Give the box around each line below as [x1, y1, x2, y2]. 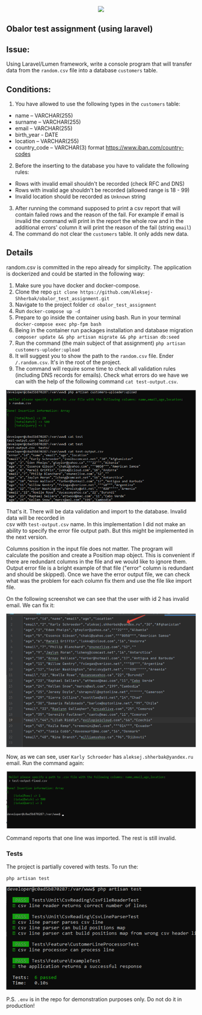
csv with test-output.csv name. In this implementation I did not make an [6, 520, 186, 527]
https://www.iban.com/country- [105, 144, 185, 151]
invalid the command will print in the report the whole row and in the [14, 218, 184, 225]
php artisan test [6, 876, 50, 882]
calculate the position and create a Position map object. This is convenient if [6, 551, 195, 559]
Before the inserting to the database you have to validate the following [14, 162, 189, 169]
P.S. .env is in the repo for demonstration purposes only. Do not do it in [6, 995, 182, 1003]
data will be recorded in [6, 514, 65, 521]
